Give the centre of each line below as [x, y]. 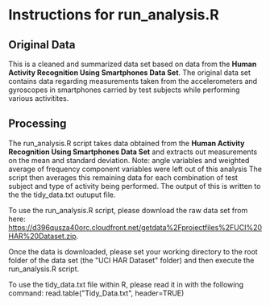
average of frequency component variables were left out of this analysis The [135, 169]
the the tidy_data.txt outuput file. [62, 195]
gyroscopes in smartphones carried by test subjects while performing [124, 90]
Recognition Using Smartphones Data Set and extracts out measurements [133, 152]
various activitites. [39, 98]
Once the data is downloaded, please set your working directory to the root [133, 251]
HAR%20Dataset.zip [42, 236]
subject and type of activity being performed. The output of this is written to [135, 186]
